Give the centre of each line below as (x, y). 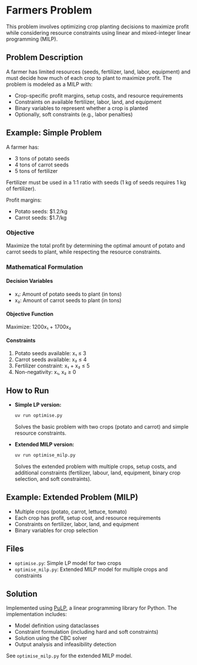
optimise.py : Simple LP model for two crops (68, 563)
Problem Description (45, 57)
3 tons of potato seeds (42, 158)
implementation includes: (37, 614)
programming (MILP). (32, 39)
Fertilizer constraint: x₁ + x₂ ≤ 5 (52, 366)
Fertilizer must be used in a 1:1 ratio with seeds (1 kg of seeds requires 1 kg (96, 182)
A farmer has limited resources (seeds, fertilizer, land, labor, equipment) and (98, 72)
